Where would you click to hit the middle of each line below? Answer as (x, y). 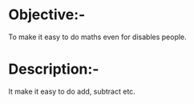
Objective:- (47, 15)
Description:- (54, 69)
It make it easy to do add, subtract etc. (72, 91)
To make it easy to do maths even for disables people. (97, 37)
